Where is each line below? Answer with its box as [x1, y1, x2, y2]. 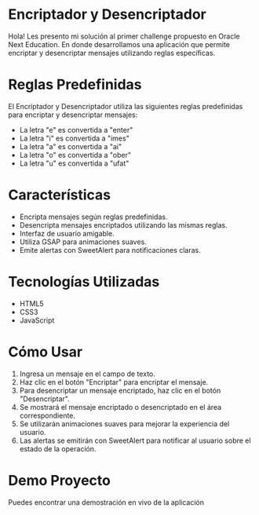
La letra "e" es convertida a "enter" [19, 125, 133, 134]
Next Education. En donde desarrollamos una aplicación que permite [8, 39, 230, 49]
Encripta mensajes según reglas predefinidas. [19, 212, 168, 221]
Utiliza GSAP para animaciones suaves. [19, 237, 147, 247]
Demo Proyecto [8, 471, 111, 489]
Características [8, 186, 111, 204]
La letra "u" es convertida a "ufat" [19, 159, 129, 168]
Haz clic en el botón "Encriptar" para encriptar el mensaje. [19, 377, 209, 386]
